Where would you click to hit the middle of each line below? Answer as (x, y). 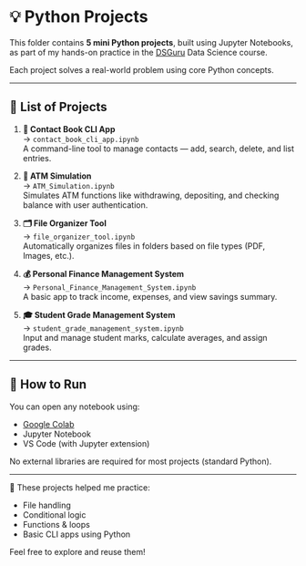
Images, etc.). (48, 255)
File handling (46, 505)
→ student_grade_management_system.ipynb (103, 328)
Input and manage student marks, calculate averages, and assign (145, 337)
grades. (37, 347)
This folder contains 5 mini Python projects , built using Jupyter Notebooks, (152, 42)
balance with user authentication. (85, 205)
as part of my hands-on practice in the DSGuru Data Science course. (139, 52)
